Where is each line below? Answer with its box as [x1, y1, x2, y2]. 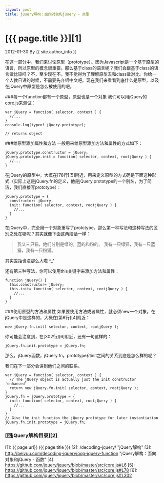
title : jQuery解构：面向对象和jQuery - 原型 [5, 12, 90, 17]
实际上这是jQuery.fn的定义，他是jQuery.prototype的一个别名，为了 [13, 178, 148, 184]
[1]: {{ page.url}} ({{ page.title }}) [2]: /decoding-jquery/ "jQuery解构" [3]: [5, 444, 152, 450]
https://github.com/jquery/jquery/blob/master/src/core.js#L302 [5, 472, 132, 478]
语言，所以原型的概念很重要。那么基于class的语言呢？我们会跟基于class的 [5, 65, 155, 71]
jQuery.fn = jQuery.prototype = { [5, 394, 76, 399]
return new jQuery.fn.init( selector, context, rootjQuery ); [9, 386, 139, 391]
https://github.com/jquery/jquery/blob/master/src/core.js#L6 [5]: [5, 462, 135, 468]
